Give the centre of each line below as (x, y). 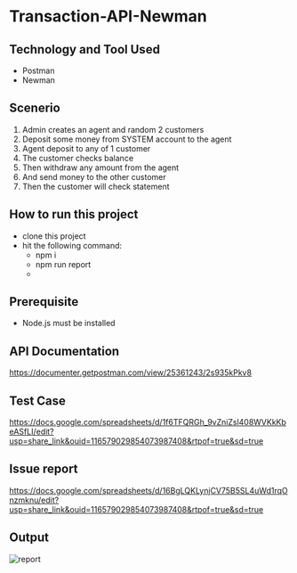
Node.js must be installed (68, 323)
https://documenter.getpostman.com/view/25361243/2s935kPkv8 (130, 372)
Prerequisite (44, 302)
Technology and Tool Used (84, 49)
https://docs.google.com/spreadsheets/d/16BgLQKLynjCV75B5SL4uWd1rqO (148, 490)
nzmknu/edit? (34, 500)
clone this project (54, 236)
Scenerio (35, 108)
